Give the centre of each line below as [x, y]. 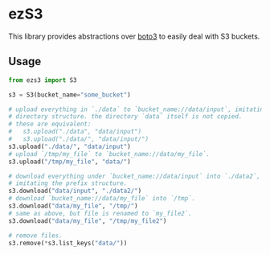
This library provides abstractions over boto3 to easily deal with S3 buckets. [134, 36]
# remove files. [35, 235]
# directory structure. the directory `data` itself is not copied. [125, 117]
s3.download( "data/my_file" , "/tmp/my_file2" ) [88, 221]
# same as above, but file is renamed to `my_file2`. [100, 213]
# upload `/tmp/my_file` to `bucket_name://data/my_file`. [109, 154]
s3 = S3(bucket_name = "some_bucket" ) [70, 95]
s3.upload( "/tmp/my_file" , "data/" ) [70, 162]
